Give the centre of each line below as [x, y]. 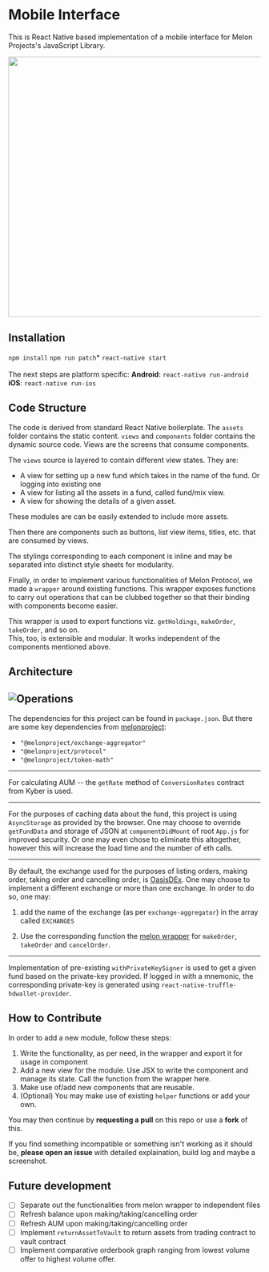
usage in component [54, 1061]
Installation [37, 338]
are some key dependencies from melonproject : [87, 727]
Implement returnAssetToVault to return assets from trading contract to [138, 1232]
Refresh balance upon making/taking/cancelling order [108, 1214]
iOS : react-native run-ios [52, 383]
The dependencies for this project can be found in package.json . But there [130, 718]
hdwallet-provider [39, 994]
